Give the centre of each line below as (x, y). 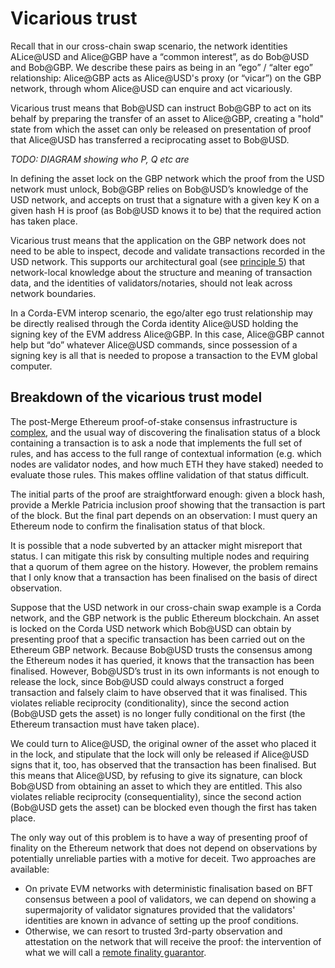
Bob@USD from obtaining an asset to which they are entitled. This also (156, 786)
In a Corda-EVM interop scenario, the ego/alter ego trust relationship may (161, 313)
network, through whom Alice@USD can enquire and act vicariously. (151, 88)
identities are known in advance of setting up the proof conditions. (161, 920)
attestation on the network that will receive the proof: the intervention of (173, 941)
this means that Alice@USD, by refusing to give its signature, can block (156, 775)
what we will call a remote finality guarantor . (115, 952)
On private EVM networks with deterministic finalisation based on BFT (169, 888)
